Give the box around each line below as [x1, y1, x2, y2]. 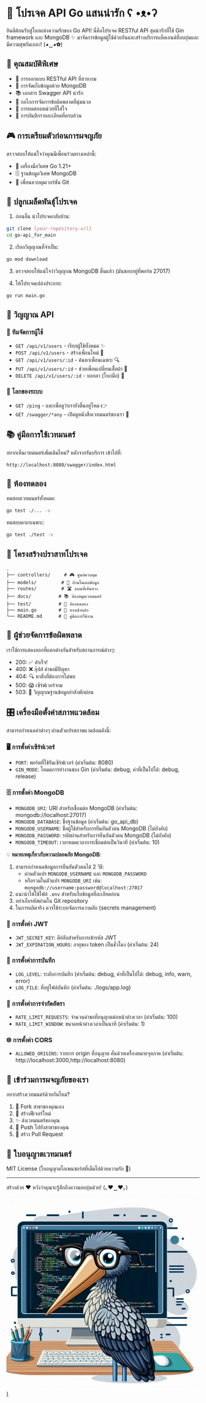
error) [15, 977, 31, 984]
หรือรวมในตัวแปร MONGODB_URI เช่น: [24, 877, 102, 884]
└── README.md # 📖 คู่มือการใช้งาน [6, 614, 94, 620]
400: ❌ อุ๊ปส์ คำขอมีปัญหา [15, 665, 70, 672]
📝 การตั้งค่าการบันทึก [6, 956, 55, 965]
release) [15, 772, 37, 780]
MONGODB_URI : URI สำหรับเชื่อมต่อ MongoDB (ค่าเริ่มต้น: [15, 805, 138, 812]
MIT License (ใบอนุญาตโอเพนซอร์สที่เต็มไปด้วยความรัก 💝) [6, 1165, 131, 1173]
